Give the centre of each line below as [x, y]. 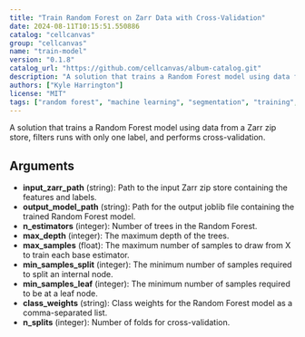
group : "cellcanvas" [49, 43]
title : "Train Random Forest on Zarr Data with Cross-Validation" [138, 18]
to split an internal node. [68, 274]
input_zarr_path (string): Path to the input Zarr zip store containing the [155, 188]
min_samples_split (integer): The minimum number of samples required [157, 265]
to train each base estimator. [76, 255]
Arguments [42, 165]
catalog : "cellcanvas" [52, 34]
